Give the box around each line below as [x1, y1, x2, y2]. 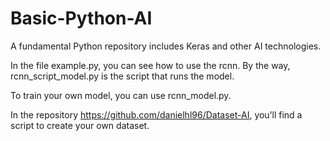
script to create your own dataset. [10, 119, 150, 131]
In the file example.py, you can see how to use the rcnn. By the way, [10, 59, 291, 71]
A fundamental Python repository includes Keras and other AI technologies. [10, 40, 322, 52]
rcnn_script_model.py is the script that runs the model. [10, 70, 235, 82]
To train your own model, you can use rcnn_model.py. [10, 89, 232, 101]
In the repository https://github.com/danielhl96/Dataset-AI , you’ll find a [10, 108, 303, 121]
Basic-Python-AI [10, 7, 153, 30]
